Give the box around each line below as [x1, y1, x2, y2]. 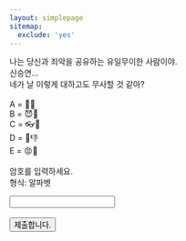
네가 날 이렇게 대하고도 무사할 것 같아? [9, 79, 145, 90]
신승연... [9, 67, 39, 78]
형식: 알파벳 [9, 177, 52, 188]
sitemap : [9, 22, 43, 31]
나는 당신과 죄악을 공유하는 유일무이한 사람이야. [9, 56, 178, 67]
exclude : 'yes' [17, 30, 76, 39]
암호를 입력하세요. [9, 166, 74, 177]
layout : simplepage [9, 13, 84, 23]
